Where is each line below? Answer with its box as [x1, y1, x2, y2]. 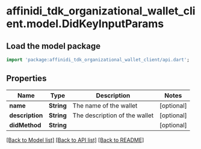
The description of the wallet [72, 111, 154, 120]
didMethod [9, 121, 42, 129]
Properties [6, 73, 47, 84]
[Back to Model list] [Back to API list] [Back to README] [6, 136, 144, 144]
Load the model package [6, 41, 101, 51]
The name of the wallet [72, 101, 138, 109]
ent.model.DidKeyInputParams [6, 17, 164, 31]
